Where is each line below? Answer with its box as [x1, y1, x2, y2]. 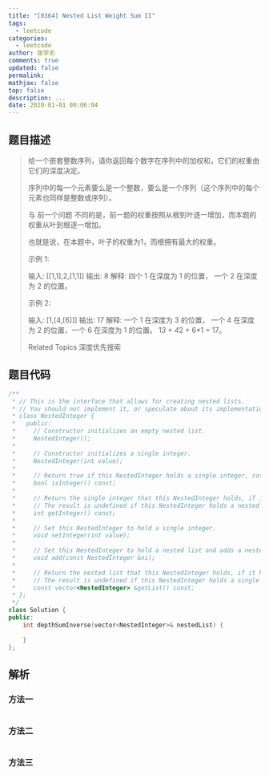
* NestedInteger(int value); [11, 456, 124, 465]
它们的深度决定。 [27, 165, 85, 175]
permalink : [8, 71, 45, 79]
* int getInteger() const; [11, 509, 116, 517]
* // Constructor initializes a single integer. [11, 449, 192, 457]
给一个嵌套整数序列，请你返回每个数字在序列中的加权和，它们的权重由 [27, 156, 260, 165]
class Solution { [8, 607, 66, 615]
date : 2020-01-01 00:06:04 [8, 101, 98, 109]
